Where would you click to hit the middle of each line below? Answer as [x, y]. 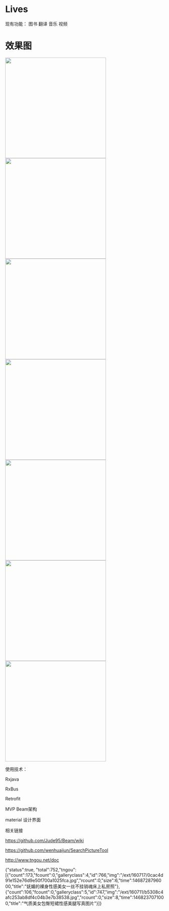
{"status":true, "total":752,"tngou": [41, 870]
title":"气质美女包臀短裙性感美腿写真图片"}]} [56, 903]
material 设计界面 [23, 819]
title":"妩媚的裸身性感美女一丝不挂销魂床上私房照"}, [67, 886]
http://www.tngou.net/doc [32, 860]
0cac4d [155, 875]
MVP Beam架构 [21, 809]
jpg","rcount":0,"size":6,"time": [101, 880]
